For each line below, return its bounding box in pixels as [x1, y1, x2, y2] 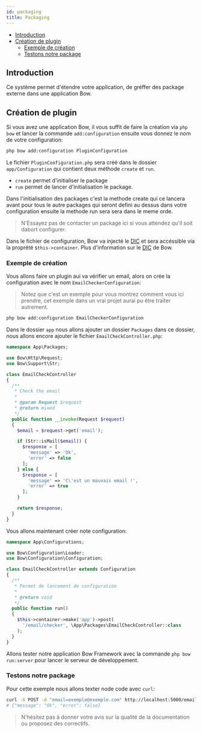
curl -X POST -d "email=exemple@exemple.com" [6, 696, 122, 702]
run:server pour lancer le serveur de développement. [6, 656, 139, 663]
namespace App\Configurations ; [6, 539, 85, 545]
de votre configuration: [6, 136, 63, 143]
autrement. [20, 304, 49, 311]
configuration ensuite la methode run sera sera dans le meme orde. [6, 208, 173, 214]
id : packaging [6, 8, 42, 15]
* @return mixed [14, 405, 55, 411]
